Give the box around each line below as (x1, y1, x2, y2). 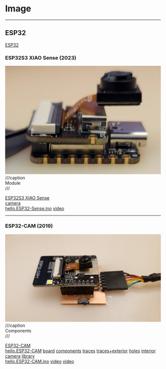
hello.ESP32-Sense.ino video (5, 206, 64, 211)
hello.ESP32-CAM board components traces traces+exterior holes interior (5, 348, 156, 354)
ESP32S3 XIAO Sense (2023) (5, 54, 77, 61)
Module (5, 180, 21, 186)
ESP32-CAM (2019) (5, 222, 53, 229)
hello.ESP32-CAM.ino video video (5, 359, 74, 365)
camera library (5, 353, 35, 359)
